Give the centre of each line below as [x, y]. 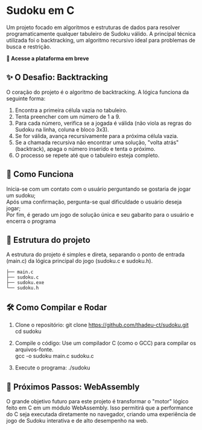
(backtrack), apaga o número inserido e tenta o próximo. [85, 148]
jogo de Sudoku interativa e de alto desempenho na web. [77, 421]
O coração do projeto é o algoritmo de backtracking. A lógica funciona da [98, 92]
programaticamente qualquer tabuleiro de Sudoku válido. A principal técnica [101, 33]
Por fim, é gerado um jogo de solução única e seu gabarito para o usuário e [100, 214]
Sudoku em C [40, 11]
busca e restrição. [29, 47]
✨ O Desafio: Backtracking [57, 77]
